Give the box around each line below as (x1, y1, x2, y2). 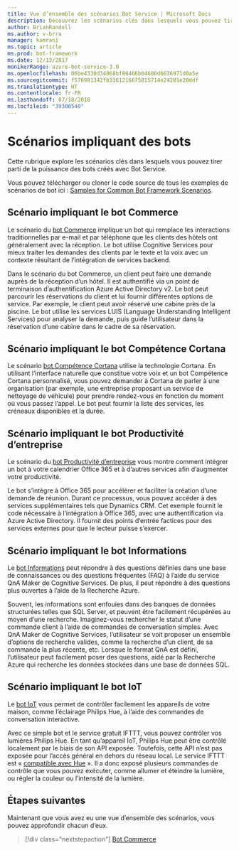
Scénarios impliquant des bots (7, 134, 191, 150)
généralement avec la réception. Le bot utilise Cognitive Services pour (7, 240, 213, 249)
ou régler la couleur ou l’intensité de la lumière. (7, 774, 145, 782)
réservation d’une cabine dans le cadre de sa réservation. (7, 322, 176, 330)
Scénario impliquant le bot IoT (7, 681, 142, 693)
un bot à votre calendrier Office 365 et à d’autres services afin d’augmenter (7, 465, 228, 473)
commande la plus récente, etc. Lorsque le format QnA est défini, (7, 645, 199, 654)
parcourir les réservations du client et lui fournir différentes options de (7, 292, 213, 301)
